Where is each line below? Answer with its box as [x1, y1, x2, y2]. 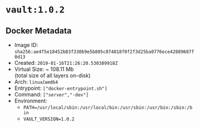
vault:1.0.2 [5, 4, 65, 15]
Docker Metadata [5, 26, 72, 36]
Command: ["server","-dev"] [14, 91, 89, 98]
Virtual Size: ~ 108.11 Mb [14, 65, 74, 73]
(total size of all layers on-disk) [14, 72, 91, 79]
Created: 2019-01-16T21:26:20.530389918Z [14, 60, 118, 66]
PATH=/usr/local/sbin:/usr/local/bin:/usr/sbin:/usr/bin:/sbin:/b [23, 105, 193, 111]
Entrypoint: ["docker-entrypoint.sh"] [14, 85, 108, 92]
